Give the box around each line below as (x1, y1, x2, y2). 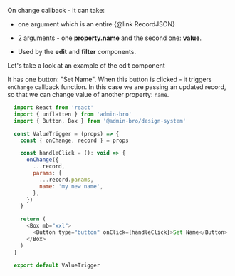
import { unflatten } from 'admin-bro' (14, 111, 132, 118)
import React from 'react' (14, 104, 94, 111)
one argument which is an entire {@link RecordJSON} (17, 20, 176, 28)
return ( (20, 215, 46, 223)
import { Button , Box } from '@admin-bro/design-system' (14, 117, 187, 124)
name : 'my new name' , (38, 183, 103, 190)
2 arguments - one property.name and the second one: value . (17, 34, 202, 42)
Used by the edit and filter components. (17, 48, 137, 56)
